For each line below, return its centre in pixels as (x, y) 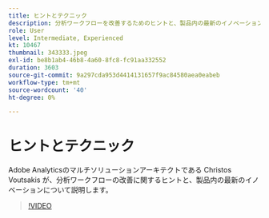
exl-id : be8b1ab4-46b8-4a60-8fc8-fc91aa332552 (87, 61)
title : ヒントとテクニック (48, 16)
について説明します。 (78, 190)
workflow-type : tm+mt (44, 82)
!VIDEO (40, 206)
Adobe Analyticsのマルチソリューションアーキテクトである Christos (120, 170)
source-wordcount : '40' (48, 90)
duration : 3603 (34, 68)
